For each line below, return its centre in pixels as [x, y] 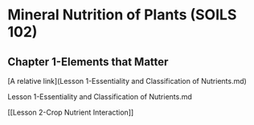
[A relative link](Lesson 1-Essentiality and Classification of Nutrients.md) [127, 81]
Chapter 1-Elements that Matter [88, 62]
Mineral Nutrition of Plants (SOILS [122, 15]
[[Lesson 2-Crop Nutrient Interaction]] [71, 112]
